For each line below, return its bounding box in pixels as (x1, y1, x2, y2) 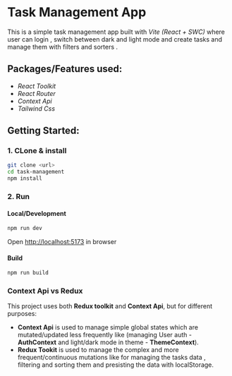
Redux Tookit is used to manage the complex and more (17, 346, 179, 354)
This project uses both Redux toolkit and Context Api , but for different (7, 302, 213, 310)
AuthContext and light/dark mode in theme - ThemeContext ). (17, 338, 199, 346)
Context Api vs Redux (7, 286, 83, 296)
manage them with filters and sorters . (7, 42, 118, 51)
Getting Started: (7, 125, 80, 137)
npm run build (7, 269, 49, 277)
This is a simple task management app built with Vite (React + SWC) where (7, 28, 226, 36)
